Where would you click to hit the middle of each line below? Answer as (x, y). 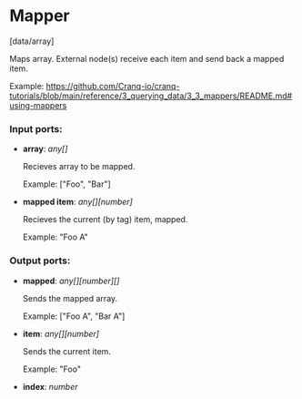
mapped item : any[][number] (78, 202)
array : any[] (45, 149)
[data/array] (32, 41)
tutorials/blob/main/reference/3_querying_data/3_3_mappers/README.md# (151, 96)
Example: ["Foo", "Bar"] (66, 184)
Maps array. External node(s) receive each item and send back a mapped (147, 58)
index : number (50, 386)
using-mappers (38, 105)
